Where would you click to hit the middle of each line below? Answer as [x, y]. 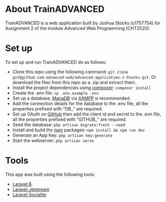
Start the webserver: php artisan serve [53, 140]
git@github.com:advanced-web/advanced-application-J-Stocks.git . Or [84, 77]
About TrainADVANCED [55, 9]
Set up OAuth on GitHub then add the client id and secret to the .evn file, [86, 114]
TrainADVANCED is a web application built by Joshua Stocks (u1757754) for [83, 23]
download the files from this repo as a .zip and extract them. [74, 82]
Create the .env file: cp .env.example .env [56, 93]
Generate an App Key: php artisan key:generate [62, 135]
